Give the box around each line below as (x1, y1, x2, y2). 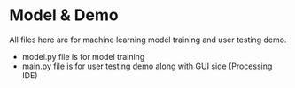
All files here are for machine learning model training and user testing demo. (9, 34, 287, 45)
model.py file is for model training (21, 51, 145, 62)
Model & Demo (9, 5, 119, 26)
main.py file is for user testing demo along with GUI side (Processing (21, 61, 273, 71)
